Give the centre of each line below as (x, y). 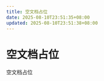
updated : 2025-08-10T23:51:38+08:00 (52, 23)
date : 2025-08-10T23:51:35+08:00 (48, 17)
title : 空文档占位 (27, 12)
